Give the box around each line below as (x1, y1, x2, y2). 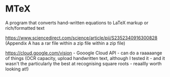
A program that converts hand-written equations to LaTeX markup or (5, 20, 149, 26)
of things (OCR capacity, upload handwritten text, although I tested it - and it (5, 55, 165, 61)
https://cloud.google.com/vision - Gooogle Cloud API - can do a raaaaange (5, 50, 162, 56)
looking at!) (5, 66, 29, 72)
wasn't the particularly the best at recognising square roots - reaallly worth (5, 60, 162, 66)
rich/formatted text (5, 25, 45, 31)
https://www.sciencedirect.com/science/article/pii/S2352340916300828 (5, 35, 158, 41)
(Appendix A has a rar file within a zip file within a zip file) (5, 40, 125, 46)
